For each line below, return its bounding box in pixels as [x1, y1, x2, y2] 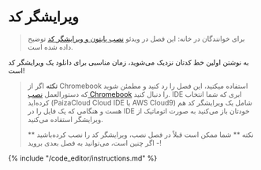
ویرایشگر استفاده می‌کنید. [27, 114, 104, 124]
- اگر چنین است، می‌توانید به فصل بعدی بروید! [27, 138, 162, 147]
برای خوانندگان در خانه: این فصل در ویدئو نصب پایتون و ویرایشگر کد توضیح [27, 34, 246, 43]
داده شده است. [27, 42, 73, 51]
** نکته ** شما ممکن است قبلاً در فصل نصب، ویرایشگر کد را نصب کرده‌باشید [27, 130, 254, 139]
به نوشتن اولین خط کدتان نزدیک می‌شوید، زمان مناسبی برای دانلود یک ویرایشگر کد [8, 57, 250, 67]
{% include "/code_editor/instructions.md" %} [8, 153, 158, 163]
